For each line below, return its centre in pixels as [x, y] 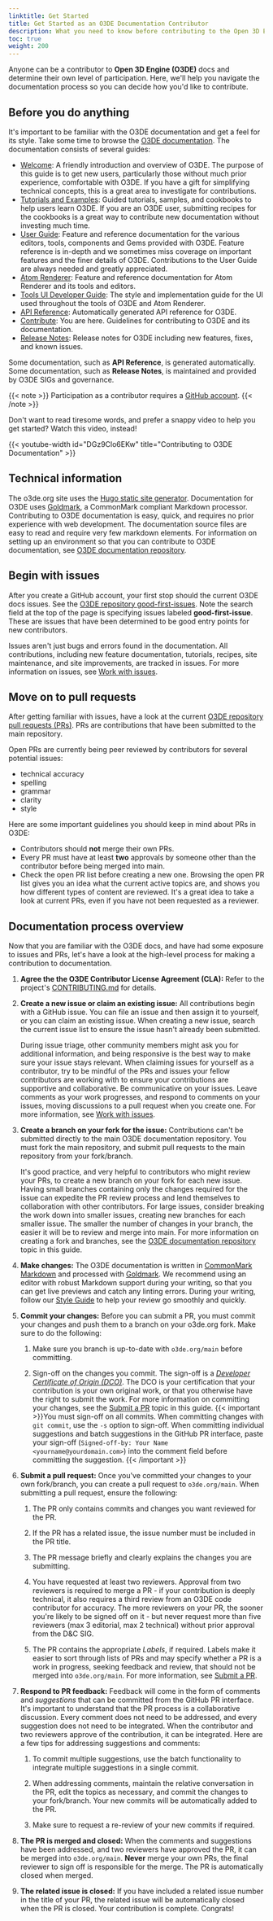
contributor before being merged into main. [92, 866]
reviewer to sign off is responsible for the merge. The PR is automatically [142, 1867]
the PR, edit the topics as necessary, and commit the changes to [140, 1792]
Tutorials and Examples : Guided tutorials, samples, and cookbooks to [136, 199]
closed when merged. [56, 1875]
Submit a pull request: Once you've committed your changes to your [136, 1476]
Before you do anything [69, 112]
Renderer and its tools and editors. [78, 286]
